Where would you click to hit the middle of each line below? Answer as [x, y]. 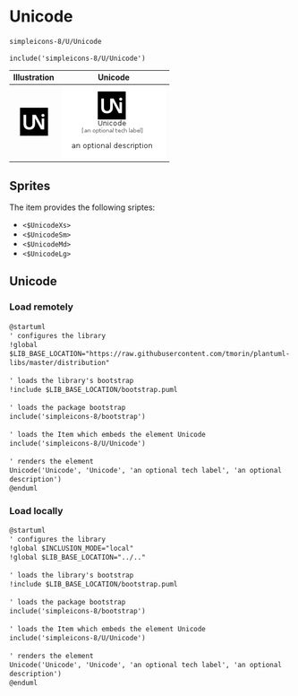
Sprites [30, 186]
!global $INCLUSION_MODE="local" [72, 548]
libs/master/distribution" [60, 362]
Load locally [36, 510]
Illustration [34, 77]
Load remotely [42, 307]
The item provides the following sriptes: [82, 207]
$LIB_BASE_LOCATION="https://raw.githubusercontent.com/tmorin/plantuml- [150, 353]
